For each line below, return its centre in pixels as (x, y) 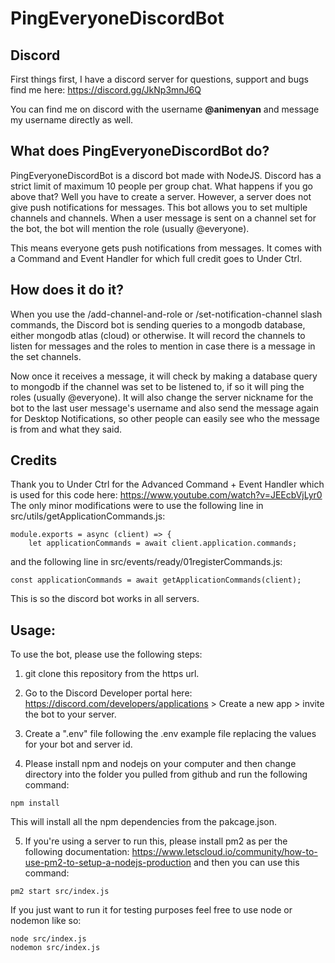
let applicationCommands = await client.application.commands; (163, 543)
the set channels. (46, 356)
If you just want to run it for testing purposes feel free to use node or (151, 910)
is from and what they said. (66, 429)
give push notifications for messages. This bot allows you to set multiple (159, 207)
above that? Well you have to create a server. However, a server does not (161, 196)
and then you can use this (246, 863)
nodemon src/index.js (55, 948)
